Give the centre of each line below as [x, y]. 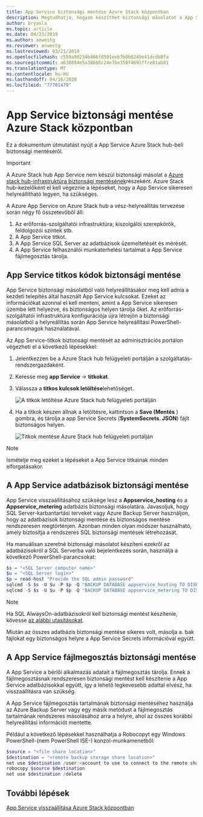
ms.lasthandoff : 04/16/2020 [42, 79]
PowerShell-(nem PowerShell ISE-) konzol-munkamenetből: [81, 741]
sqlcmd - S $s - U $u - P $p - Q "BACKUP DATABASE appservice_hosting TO [96, 585]
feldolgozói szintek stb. [44, 230]
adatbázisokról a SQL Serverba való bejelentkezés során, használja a [92, 550]
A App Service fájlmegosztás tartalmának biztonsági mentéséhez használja [100, 703]
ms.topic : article [29, 29]
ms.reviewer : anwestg [34, 46]
